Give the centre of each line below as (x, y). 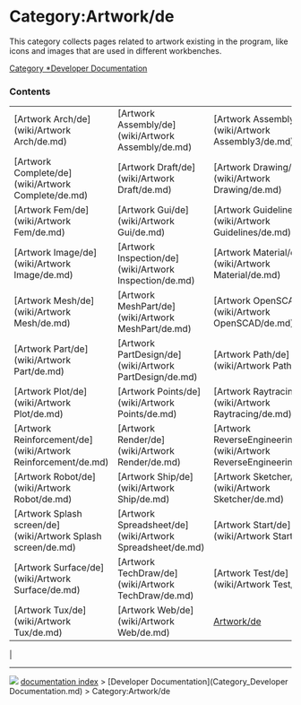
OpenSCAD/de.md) (254, 323)
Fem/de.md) (39, 232)
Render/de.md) (149, 462)
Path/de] (271, 354)
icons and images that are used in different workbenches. (116, 50)
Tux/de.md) (38, 632)
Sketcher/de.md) (249, 500)
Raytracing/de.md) (253, 414)
